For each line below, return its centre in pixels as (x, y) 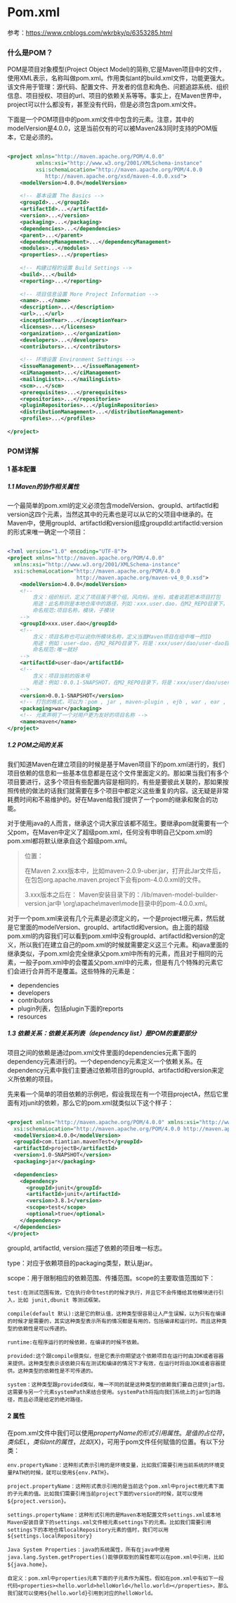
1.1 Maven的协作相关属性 (43, 486)
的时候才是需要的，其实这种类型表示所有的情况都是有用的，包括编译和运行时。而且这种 (114, 1321)
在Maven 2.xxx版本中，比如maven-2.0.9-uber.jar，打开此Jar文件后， (124, 871)
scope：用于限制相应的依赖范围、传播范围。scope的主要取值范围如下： (111, 1278)
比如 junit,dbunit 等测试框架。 (60, 1300)
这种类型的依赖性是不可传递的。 (57, 1371)
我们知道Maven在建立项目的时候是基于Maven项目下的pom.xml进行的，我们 (116, 764)
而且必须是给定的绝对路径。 (52, 1399)
